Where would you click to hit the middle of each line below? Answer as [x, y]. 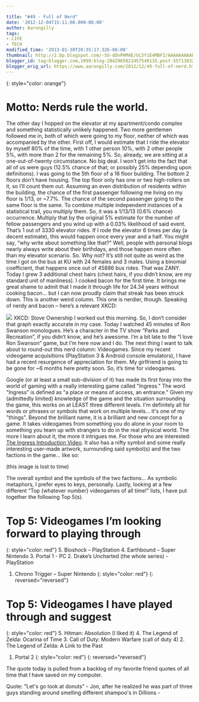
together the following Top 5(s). [45, 497]
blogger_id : [21, 61]
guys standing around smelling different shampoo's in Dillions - [83, 693]
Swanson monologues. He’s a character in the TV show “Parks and [88, 331]
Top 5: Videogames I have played [89, 604]
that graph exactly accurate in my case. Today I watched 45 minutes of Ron [98, 324]
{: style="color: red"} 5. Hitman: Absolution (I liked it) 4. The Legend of [92, 633]
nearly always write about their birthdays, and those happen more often [94, 249]
